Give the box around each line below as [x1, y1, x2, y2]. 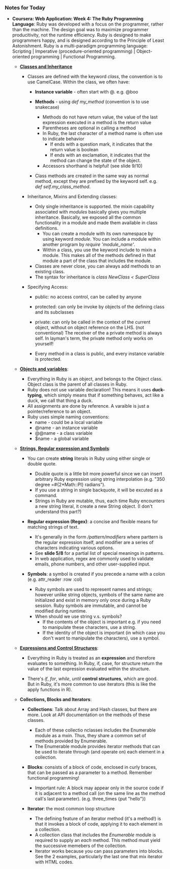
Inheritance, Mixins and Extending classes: [27, 194, 118, 200]
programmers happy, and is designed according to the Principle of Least [12, 37, 164, 43]
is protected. [35, 356, 62, 362]
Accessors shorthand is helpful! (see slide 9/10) [42, 163, 143, 169]
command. [35, 492, 58, 499]
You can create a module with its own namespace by [42, 230, 154, 237]
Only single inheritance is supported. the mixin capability [35, 203, 154, 209]
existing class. [35, 269, 65, 275]
